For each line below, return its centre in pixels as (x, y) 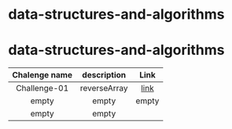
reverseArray (104, 88)
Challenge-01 (42, 88)
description (104, 75)
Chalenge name (42, 75)
